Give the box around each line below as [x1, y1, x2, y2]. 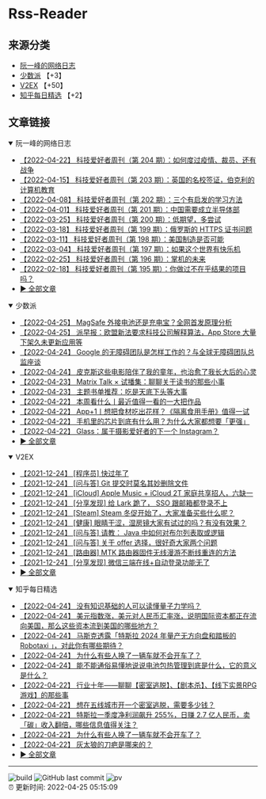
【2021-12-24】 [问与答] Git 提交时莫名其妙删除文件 [19, 478, 188, 488]
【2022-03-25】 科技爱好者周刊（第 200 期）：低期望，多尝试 [19, 215, 222, 224]
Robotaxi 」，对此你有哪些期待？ [19, 641, 124, 650]
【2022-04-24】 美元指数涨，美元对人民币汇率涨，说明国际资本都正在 [19, 611, 250, 620]
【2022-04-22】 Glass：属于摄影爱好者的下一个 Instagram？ [19, 426, 219, 436]
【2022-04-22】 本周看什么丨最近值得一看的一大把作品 [19, 397, 202, 406]
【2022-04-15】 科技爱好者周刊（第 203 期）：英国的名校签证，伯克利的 [19, 175, 255, 185]
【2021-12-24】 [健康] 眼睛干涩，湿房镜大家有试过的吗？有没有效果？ [19, 518, 247, 527]
